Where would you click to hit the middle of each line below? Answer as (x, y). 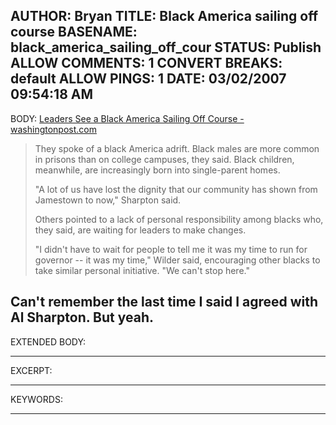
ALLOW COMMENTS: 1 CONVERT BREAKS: (146, 63)
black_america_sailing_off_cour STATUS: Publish (166, 47)
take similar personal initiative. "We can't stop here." (142, 270)
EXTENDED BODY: (48, 341)
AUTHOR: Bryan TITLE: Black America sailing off (164, 16)
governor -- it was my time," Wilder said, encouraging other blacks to (177, 260)
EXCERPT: (31, 370)
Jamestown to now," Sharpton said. (108, 200)
